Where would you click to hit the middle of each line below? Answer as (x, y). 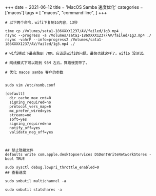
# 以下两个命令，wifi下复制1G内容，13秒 (41, 22)
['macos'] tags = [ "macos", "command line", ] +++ (56, 13)
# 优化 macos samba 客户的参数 (34, 72)
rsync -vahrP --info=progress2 (37, 40)
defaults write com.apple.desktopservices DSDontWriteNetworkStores (76, 154)
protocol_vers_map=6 (30, 107)
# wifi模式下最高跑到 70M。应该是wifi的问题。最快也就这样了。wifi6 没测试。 (76, 53)
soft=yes (18, 119)
